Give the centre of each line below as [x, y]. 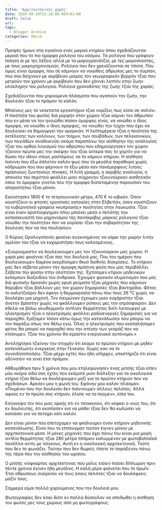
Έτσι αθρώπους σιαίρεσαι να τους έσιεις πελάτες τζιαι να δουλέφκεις [76, 473]
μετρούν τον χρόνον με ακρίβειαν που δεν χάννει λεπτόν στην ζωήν [74, 81]
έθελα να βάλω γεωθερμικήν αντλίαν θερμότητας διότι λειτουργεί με [76, 308]
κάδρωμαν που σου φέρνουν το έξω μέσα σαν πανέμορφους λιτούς [74, 167]
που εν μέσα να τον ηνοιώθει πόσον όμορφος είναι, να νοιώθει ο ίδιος [76, 120]
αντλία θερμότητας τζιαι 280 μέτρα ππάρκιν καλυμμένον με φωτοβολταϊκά [81, 438]
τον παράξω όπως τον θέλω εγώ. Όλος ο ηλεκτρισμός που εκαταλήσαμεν [80, 324]
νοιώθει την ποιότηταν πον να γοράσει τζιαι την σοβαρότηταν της [72, 222]
